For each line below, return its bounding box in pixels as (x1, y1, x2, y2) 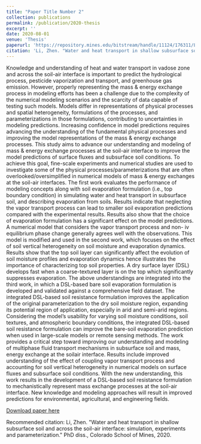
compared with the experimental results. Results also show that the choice (6, 210, 190, 218)
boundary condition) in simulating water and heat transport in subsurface (6, 191, 187, 198)
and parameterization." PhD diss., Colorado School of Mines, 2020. (6, 431, 172, 438)
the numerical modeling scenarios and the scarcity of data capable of (6, 96, 178, 103)
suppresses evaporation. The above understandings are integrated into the (6, 274, 191, 282)
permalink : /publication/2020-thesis (6, 20, 100, 26)
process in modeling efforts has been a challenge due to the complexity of (6, 89, 190, 96)
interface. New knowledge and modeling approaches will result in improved (6, 389, 193, 396)
